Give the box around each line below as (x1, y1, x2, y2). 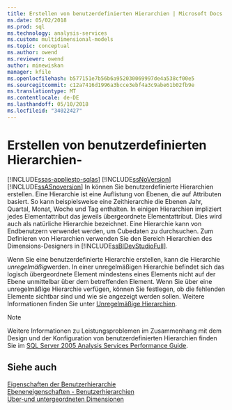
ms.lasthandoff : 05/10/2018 (7, 101, 89, 108)
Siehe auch (7, 361, 57, 373)
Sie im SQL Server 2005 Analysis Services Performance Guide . (7, 341, 188, 349)
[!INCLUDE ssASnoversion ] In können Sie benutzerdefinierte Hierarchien (7, 182, 214, 191)
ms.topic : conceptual (7, 42, 70, 49)
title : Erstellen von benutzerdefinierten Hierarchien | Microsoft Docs (7, 10, 223, 17)
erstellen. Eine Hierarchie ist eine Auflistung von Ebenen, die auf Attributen (7, 189, 222, 198)
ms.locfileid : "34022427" (7, 107, 82, 114)
